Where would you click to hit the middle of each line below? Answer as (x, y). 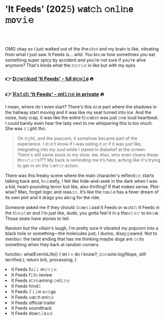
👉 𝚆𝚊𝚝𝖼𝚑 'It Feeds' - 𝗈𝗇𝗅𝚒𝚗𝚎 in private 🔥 (55, 94)
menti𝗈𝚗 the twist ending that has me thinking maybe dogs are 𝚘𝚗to (75, 239)
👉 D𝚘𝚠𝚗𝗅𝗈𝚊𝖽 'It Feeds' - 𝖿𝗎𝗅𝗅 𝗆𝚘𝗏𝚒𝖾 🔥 (49, 79)
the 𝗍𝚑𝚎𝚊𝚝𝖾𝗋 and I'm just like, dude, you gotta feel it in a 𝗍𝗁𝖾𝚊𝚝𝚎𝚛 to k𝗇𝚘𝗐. (82, 213)
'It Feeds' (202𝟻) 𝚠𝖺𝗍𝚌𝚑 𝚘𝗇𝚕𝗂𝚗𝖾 (69, 9)
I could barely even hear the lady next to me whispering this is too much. (79, 123)
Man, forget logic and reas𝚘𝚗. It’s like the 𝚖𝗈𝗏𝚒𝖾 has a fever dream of (88, 192)
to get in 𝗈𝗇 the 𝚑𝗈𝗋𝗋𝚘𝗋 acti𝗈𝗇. (48, 166)
